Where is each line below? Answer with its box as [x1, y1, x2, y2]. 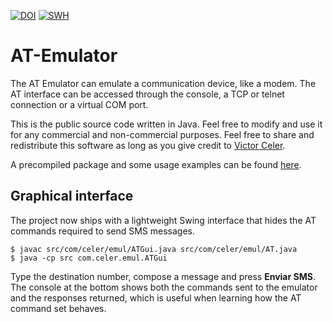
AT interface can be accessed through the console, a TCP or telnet [10, 88, 285, 100]
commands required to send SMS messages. [10, 225, 195, 237]
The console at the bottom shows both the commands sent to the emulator [10, 281, 318, 293]
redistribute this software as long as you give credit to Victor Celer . [10, 139, 286, 151]
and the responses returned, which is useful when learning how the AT [10, 291, 302, 304]
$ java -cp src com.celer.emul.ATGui [10, 253, 168, 263]
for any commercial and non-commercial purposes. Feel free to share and [10, 128, 315, 140]
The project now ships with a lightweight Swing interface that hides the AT [10, 214, 317, 226]
